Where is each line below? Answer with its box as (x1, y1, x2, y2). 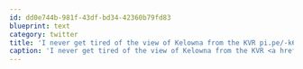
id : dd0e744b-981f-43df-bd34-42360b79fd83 (9, 13, 171, 22)
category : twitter (9, 30, 78, 39)
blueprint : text (9, 22, 70, 30)
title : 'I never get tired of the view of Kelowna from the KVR (9, 38, 256, 47)
